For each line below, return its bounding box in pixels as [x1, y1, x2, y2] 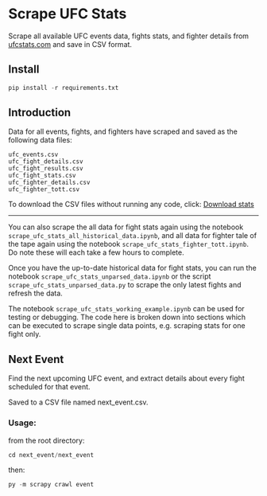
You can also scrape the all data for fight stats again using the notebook [8, 222, 244, 232]
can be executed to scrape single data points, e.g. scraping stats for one [8, 321, 246, 330]
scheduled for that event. [8, 382, 91, 392]
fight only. [8, 330, 41, 339]
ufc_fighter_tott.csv [8, 186, 80, 193]
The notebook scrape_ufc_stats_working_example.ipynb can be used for [8, 304, 245, 314]
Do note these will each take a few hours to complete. [8, 248, 184, 257]
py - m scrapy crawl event [8, 481, 94, 489]
